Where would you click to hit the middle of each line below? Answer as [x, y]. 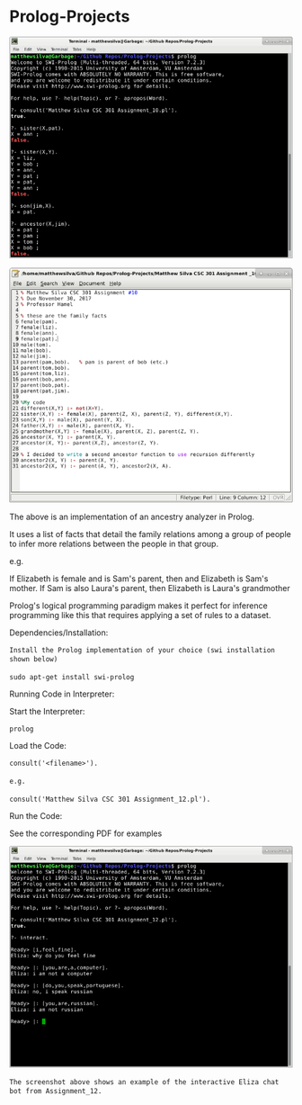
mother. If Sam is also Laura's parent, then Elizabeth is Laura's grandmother [150, 588]
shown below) [34, 660]
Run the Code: [36, 816]
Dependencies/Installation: [59, 633]
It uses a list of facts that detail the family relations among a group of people [151, 535]
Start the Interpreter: [47, 712]
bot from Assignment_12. [56, 1092]
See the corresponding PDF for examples [86, 833]
